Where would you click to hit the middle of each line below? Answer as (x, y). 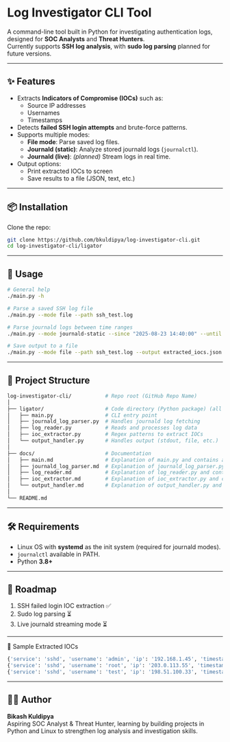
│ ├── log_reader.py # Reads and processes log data (102, 428)
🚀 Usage (25, 274)
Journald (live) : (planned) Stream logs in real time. (99, 156)
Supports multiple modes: (53, 135)
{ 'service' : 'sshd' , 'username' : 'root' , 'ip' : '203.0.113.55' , (101, 666)
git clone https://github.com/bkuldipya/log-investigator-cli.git (104, 240)
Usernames (43, 113)
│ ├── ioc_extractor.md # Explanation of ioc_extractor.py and (113, 479)
